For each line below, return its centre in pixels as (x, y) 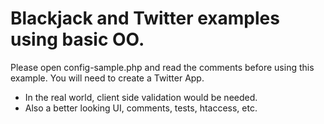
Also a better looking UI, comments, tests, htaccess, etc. (141, 108)
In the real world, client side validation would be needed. (141, 97)
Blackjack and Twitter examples (145, 18)
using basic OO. (77, 39)
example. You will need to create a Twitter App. (107, 78)
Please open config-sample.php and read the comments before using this (162, 67)
